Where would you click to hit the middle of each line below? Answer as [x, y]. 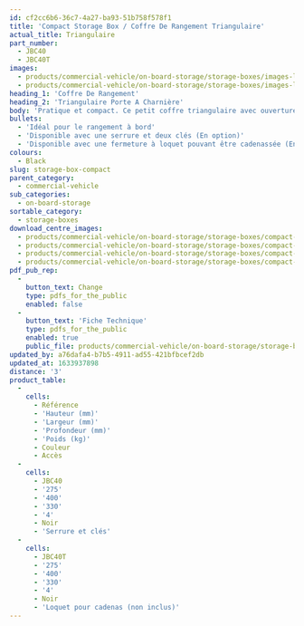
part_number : [34, 43]
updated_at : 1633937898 [54, 363]
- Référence [56, 405]
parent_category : [42, 178]
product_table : [38, 380]
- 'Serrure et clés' [72, 532]
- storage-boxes [48, 220]
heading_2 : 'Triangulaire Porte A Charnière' [96, 102]
